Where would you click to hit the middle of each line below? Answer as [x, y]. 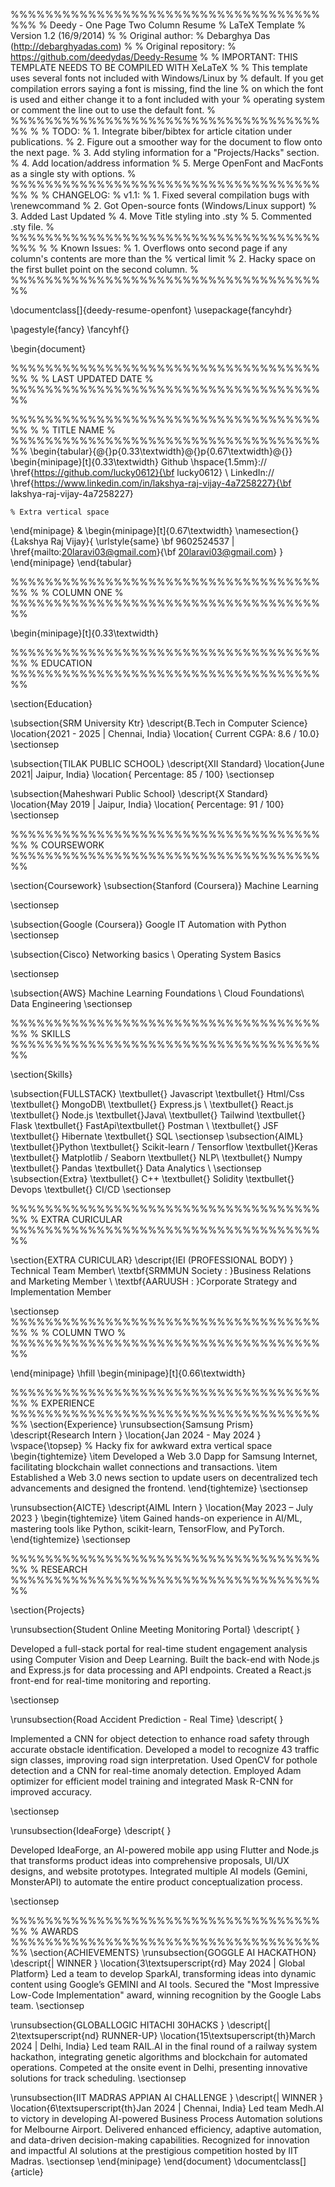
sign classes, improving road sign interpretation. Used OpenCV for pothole [164, 1760]
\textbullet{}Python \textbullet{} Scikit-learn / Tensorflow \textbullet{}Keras [164, 1147]
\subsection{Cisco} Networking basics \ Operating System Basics [146, 954]
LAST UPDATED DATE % [102, 378]
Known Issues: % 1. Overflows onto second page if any [174, 248]
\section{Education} [51, 703]
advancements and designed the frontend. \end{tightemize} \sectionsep [159, 1488]
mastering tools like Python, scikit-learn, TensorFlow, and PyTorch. [147, 1528]
